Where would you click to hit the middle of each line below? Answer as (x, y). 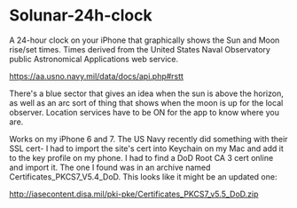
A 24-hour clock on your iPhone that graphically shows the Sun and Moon (145, 40)
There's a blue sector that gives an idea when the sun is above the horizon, (146, 93)
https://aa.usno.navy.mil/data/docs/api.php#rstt (97, 76)
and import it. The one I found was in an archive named (110, 167)
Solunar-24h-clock (81, 16)
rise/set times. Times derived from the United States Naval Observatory (140, 49)
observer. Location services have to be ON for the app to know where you (144, 112)
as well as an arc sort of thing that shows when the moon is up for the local (146, 102)
